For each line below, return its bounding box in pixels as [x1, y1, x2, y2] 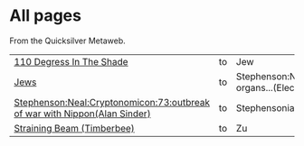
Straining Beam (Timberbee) [14, 122, 136, 134]
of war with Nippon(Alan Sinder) [14, 107, 151, 120]
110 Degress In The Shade [14, 55, 128, 68]
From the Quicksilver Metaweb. [9, 35, 126, 46]
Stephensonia [235, 101, 295, 114]
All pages [9, 5, 81, 26]
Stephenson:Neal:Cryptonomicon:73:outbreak [14, 96, 211, 108]
